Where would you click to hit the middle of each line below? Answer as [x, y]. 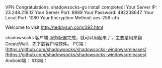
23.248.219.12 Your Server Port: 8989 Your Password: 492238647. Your [79, 12]
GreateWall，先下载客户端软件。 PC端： [47, 44]
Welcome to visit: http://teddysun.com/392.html [54, 27]
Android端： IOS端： [27, 61]
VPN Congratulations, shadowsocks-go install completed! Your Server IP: [81, 7]
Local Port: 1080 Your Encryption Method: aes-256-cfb [62, 18]
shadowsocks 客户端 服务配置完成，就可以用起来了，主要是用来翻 [74, 37]
